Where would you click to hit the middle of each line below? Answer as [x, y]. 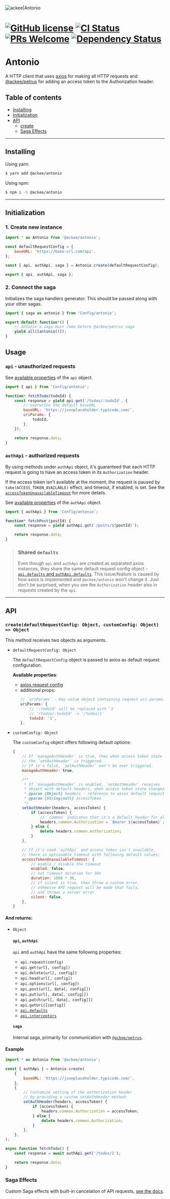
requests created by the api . [47, 590]
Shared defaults [38, 553]
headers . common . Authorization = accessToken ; [90, 1111]
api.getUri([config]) [43, 1005]
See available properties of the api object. [49, 378]
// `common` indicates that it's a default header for [99, 817]
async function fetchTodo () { [37, 1149]
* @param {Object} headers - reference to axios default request [94, 794]
